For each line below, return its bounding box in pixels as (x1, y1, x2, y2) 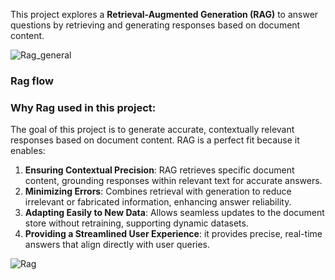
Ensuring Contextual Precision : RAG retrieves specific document (24, 164, 295, 176)
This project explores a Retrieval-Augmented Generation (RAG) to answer (10, 9, 319, 20)
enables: (10, 145, 46, 157)
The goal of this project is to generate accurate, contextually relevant (10, 124, 295, 136)
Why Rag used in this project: (10, 100, 157, 114)
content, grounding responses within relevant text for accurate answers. (24, 175, 323, 187)
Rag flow (10, 74, 55, 88)
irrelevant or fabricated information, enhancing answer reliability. (24, 196, 292, 208)
